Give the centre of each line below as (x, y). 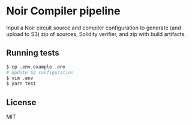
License (21, 102)
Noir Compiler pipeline (63, 11)
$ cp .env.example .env (36, 67)
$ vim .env (20, 78)
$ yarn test (21, 84)
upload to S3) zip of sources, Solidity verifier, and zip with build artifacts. (96, 34)
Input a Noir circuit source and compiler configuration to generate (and (94, 28)
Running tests (33, 53)
